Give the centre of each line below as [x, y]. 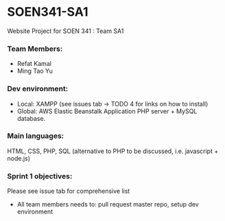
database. [31, 118]
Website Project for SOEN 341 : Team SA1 [66, 31]
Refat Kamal [34, 64]
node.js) [19, 158]
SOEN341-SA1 [48, 12]
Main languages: [36, 136]
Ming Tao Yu [35, 71]
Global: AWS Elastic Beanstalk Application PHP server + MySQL [107, 111]
